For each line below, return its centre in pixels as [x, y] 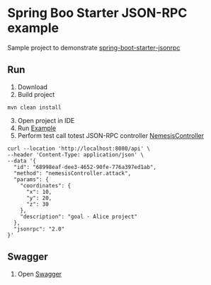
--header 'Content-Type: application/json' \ [75, 155]
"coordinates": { [46, 185]
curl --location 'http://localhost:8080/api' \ [79, 149]
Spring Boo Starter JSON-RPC [97, 13]
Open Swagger [40, 274]
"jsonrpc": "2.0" [39, 229]
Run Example [37, 128]
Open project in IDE [46, 120]
